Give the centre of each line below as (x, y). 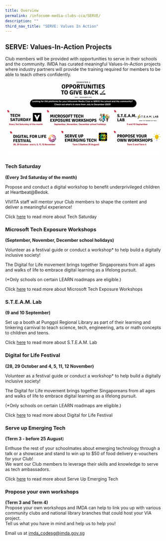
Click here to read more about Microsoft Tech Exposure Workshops (74, 289)
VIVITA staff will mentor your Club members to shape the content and (76, 202)
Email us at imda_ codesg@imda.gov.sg (45, 533)
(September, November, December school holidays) (60, 240)
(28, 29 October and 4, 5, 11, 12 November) (50, 366)
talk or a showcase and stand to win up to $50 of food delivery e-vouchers (82, 454)
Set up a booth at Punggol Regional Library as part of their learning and (78, 323)
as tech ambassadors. (28, 469)
